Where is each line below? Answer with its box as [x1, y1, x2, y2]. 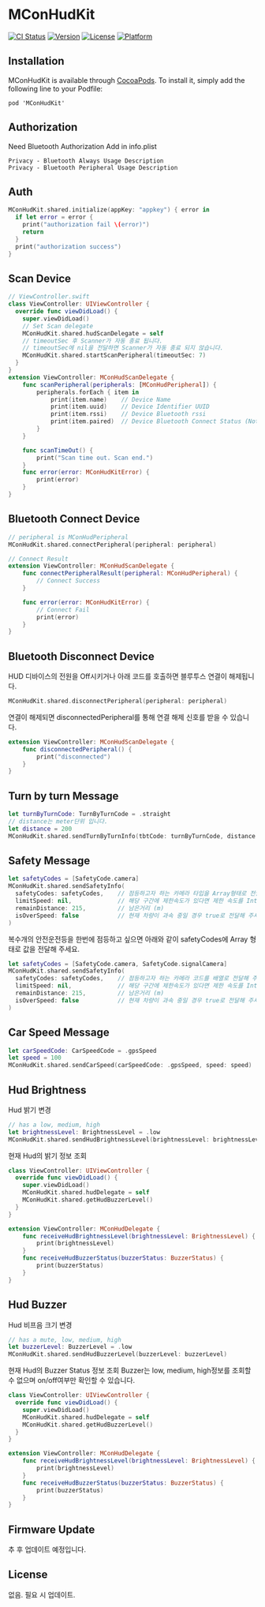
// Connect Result [8, 555, 69, 563]
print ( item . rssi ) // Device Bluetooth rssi [50, 410, 207, 418]
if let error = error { [15, 213, 93, 222]
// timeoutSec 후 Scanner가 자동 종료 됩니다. [22, 337, 163, 345]
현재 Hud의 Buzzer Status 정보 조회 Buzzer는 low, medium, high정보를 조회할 [8, 1365, 252, 1375]
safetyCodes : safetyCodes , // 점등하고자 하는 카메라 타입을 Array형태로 [15, 890, 247, 897]
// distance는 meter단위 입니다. [8, 818, 108, 826]
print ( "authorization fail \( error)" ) [22, 221, 150, 229]
